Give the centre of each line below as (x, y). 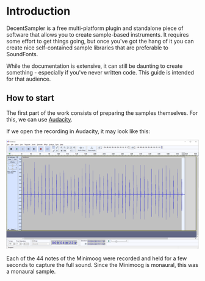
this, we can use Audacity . (39, 119)
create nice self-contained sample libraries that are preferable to (88, 48)
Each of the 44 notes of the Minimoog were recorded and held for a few (97, 258)
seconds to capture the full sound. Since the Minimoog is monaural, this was (103, 265)
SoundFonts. (22, 54)
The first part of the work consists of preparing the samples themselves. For (102, 113)
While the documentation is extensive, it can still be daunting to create (95, 66)
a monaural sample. (31, 271)
